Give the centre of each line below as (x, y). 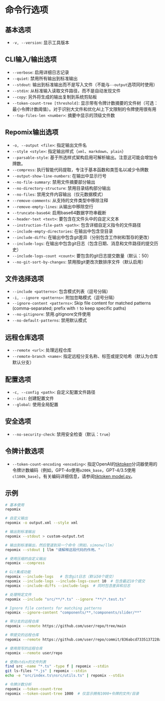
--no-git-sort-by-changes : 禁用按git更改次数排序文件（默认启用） (79, 262)
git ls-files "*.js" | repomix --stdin (46, 671)
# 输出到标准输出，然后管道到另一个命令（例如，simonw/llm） (60, 545)
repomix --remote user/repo (34, 653)
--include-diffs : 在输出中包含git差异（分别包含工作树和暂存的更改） (82, 237)
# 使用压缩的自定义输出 (26, 558)
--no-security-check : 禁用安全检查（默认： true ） (62, 434)
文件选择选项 (25, 279)
